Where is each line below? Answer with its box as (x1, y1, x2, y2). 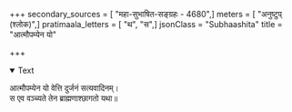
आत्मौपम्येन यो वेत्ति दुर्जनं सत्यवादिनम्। (9, 83, 119, 93)
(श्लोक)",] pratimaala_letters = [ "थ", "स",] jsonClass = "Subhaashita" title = (9, 19, 283, 29)
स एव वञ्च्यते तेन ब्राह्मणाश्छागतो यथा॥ (9, 93, 118, 104)
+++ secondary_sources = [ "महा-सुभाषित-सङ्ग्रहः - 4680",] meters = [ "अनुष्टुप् (9, 9, 282, 19)
